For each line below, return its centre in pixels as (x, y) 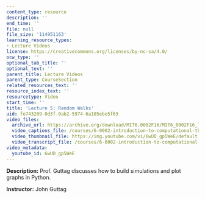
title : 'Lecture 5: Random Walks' (50, 108)
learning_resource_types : (39, 40)
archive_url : (28, 125)
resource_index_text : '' (38, 91)
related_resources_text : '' (42, 86)
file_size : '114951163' (37, 35)
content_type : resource (37, 12)
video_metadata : (27, 148)
